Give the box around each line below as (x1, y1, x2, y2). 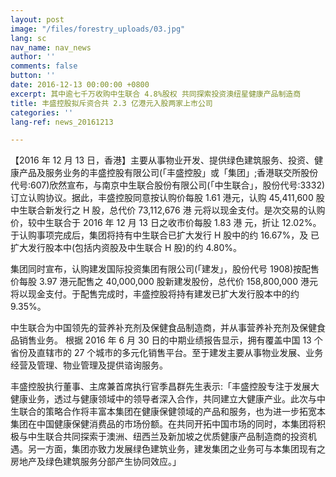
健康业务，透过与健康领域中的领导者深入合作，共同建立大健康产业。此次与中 (10, 393, 326, 405)
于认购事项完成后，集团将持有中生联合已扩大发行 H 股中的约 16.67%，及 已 (10, 229, 320, 241)
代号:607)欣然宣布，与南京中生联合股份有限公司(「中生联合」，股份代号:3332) (10, 179, 326, 191)
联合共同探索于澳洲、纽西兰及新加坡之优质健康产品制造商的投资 (44, 431, 308, 443)
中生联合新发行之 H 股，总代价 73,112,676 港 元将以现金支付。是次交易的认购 (10, 204, 326, 216)
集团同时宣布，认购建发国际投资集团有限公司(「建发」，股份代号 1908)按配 (10, 263, 312, 275)
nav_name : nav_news (10, 42, 92, 53)
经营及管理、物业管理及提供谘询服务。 (10, 359, 168, 371)
